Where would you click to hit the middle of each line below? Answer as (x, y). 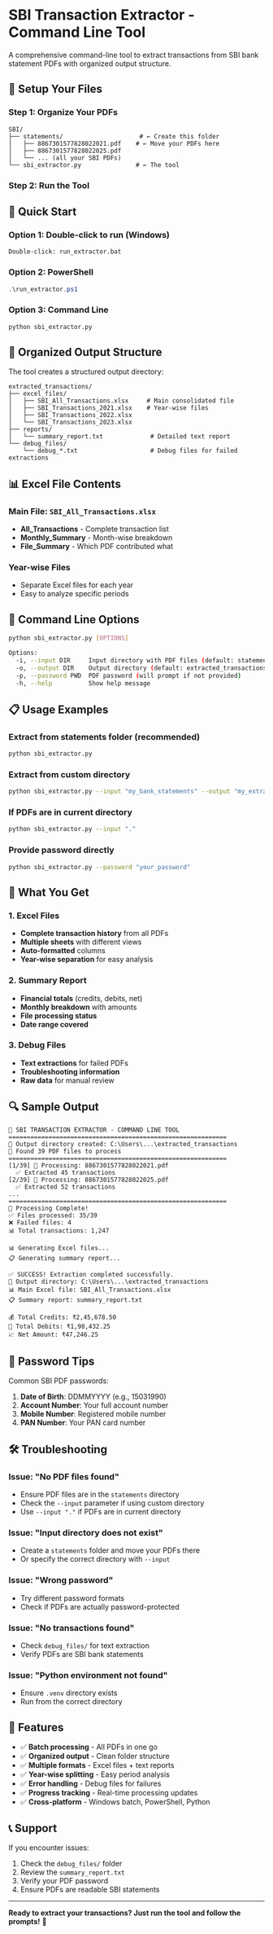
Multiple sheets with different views (81, 942)
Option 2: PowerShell (51, 272)
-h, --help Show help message (83, 683)
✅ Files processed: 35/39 (53, 1215)
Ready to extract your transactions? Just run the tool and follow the (125, 1913)
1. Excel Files (34, 916)
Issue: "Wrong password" (61, 1580)
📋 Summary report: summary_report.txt (76, 1300)
